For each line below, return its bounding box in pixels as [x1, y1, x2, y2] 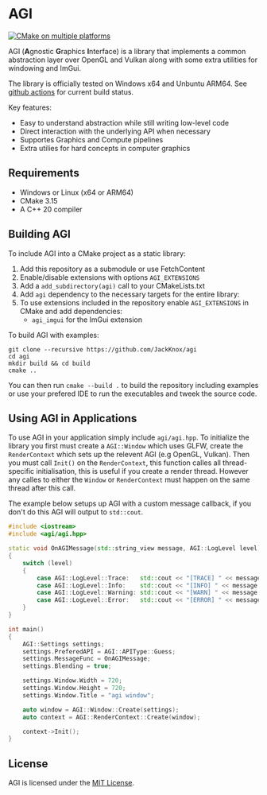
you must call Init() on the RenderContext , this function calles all [8, 458, 221, 467]
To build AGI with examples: [8, 330, 99, 339]
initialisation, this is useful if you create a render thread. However [36, 467, 249, 476]
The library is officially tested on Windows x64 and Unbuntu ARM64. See [8, 79, 248, 88]
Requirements [8, 166, 79, 180]
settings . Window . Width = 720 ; [22, 677, 123, 684]
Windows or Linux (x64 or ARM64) [19, 188, 133, 197]
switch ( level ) [22, 559, 73, 567]
